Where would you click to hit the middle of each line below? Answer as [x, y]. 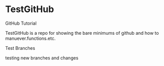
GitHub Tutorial [21, 23]
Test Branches [20, 48]
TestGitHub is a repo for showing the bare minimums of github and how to [82, 33]
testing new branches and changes [42, 58]
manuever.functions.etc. [31, 38]
